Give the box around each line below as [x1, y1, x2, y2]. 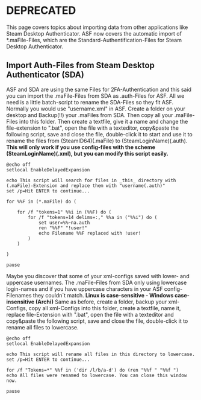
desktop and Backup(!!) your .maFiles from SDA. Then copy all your [6, 111, 173, 118]
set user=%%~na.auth [38, 220, 90, 226]
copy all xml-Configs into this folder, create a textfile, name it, [28, 304, 181, 311]
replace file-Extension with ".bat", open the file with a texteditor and [6, 311, 175, 318]
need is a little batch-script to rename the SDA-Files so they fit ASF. [6, 98, 174, 106]
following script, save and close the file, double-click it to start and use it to [6, 130, 193, 138]
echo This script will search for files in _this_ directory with [6, 177, 176, 183]
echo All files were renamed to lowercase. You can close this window [6, 372, 187, 378]
